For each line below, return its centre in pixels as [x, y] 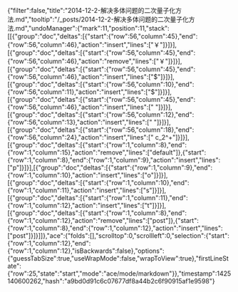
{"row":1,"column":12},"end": [49, 243]
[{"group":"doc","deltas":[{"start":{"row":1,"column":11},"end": [98, 198]
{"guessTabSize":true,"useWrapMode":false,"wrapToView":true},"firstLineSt [118, 258]
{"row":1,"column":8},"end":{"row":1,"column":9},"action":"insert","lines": [114, 160]
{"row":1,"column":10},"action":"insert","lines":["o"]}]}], [88, 175]
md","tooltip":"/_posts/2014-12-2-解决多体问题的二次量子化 [102, 19]
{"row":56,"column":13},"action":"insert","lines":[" [80, 122]
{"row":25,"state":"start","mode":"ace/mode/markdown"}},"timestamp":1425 [119, 273]
